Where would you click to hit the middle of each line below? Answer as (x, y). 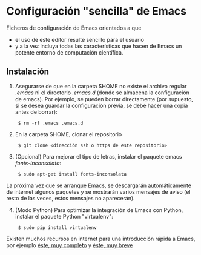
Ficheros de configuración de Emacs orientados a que (74, 28)
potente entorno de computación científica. (69, 52)
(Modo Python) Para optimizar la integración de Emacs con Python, (99, 210)
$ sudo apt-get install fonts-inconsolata (72, 174)
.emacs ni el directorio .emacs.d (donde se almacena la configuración (102, 93)
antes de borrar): (36, 112)
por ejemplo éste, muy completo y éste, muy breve (70, 245)
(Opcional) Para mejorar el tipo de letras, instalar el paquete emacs (98, 156)
